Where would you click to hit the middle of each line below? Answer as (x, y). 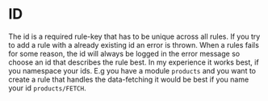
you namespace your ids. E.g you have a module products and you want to (132, 70)
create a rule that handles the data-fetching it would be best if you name (129, 79)
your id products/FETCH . (47, 88)
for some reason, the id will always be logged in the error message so (124, 53)
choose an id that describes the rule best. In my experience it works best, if (134, 62)
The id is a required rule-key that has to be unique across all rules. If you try (134, 36)
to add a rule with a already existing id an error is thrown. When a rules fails (134, 44)
